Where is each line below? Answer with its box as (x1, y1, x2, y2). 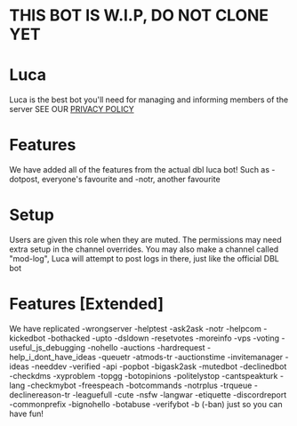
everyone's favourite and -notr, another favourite (41, 174, 221, 185)
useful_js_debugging (9, 342, 86, 352)
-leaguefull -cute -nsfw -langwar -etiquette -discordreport (72, 389, 287, 400)
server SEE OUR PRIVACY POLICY (9, 104, 135, 115)
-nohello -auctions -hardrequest (87, 342, 206, 352)
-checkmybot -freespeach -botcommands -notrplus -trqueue (27, 380, 253, 390)
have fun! (9, 408, 44, 419)
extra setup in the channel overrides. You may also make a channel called (9, 244, 279, 254)
